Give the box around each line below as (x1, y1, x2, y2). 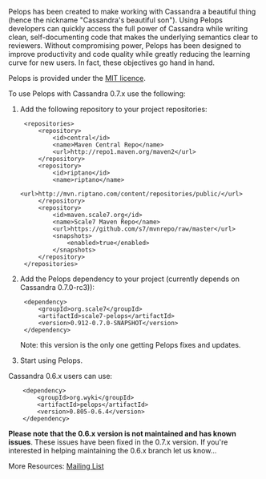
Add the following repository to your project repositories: (19, 104, 208, 114)
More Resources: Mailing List (8, 461, 104, 471)
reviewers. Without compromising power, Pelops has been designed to (8, 41, 242, 50)
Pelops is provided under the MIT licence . (8, 74, 146, 83)
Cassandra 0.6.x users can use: (8, 372, 113, 380)
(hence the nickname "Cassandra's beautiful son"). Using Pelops (8, 15, 223, 25)
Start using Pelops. (19, 356, 83, 365)
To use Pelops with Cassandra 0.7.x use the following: (8, 89, 186, 99)
